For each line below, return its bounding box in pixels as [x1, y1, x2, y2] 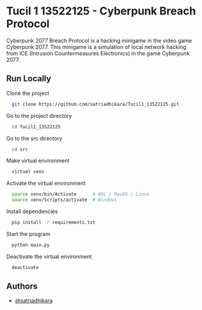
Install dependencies [6, 208, 58, 215]
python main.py [11, 242, 50, 248]
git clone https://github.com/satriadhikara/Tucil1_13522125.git [11, 101, 180, 107]
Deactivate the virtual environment [6, 253, 92, 260]
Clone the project [6, 89, 49, 97]
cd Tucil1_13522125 [11, 123, 61, 130]
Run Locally [6, 73, 51, 84]
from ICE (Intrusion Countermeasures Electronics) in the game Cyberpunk [6, 49, 190, 57]
